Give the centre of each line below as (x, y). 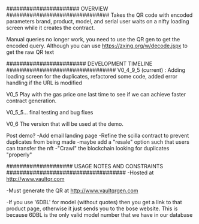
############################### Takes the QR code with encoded (99, 15)
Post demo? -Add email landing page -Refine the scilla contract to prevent (98, 135)
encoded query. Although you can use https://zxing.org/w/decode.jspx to (97, 46)
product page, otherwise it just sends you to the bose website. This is (92, 208)
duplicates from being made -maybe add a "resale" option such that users (98, 142)
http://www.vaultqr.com (35, 179)
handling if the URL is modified (44, 83)
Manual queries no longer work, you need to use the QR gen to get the (93, 39)
